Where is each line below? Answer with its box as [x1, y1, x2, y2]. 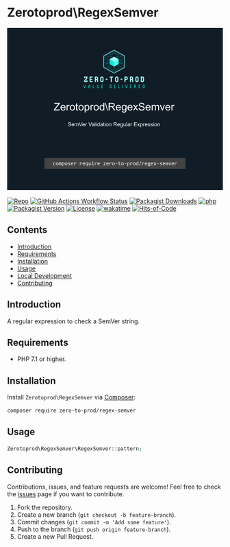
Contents [7, 224, 48, 236]
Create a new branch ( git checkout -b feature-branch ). [16, 510, 177, 519]
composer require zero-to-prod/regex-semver [7, 407, 136, 415]
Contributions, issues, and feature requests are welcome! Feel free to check [7, 482, 221, 491]
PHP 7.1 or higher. [16, 355, 66, 363]
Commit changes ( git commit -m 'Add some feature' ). [16, 517, 171, 526]
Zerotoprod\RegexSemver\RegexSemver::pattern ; [7, 445, 142, 452]
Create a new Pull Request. [16, 532, 94, 540]
